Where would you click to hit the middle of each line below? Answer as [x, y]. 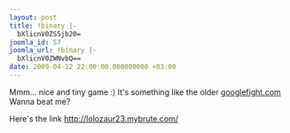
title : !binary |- [43, 26]
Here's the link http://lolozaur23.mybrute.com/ [94, 118]
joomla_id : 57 [35, 42]
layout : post [33, 17]
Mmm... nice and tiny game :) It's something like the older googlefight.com [145, 92]
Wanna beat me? [40, 101]
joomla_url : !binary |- [53, 51]
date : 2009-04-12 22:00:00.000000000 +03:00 [93, 67]
